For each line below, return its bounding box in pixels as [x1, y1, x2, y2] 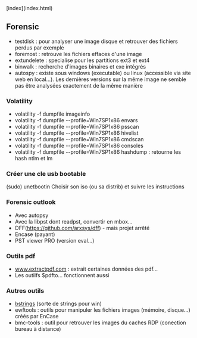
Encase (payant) [14, 231, 55, 238]
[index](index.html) [6, 5, 53, 11]
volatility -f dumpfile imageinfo [14, 110, 90, 117]
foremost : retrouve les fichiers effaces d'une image [14, 50, 142, 57]
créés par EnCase [14, 313, 59, 320]
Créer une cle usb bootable [6, 170, 86, 178]
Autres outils [6, 286, 45, 294]
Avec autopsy [14, 212, 49, 219]
